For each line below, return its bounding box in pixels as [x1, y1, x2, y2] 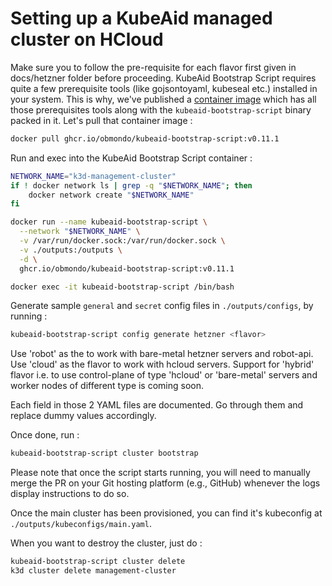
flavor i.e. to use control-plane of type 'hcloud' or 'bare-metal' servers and [10, 369, 318, 381]
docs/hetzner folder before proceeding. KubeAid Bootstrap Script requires [10, 72, 317, 84]
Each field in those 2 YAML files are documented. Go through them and [10, 399, 304, 411]
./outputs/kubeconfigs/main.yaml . [10, 518, 152, 530]
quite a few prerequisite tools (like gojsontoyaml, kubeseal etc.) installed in [10, 82, 318, 94]
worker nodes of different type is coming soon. [10, 380, 205, 392]
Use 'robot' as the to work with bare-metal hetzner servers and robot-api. [10, 348, 314, 360]
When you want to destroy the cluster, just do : [10, 537, 203, 549]
